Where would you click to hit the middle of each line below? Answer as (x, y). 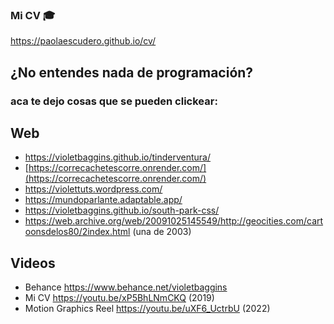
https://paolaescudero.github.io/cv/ (83, 41)
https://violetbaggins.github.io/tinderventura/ (118, 157)
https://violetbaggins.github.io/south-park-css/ (122, 210)
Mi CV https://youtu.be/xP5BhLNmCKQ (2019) (119, 298)
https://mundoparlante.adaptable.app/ (103, 200)
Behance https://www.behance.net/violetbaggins (126, 287)
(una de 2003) (162, 232)
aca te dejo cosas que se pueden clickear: (114, 101)
